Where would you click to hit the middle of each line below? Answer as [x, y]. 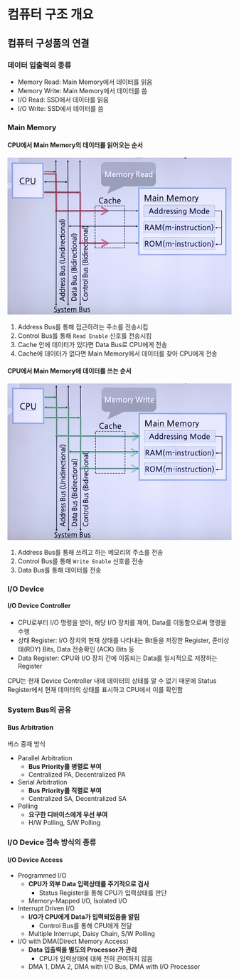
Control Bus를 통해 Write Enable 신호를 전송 [80, 561]
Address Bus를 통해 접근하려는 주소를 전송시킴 [83, 326]
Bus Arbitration [31, 727]
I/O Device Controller [39, 606]
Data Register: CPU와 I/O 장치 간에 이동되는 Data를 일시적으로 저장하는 [118, 658]
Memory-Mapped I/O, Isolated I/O [78, 901]
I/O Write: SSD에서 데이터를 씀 [61, 108]
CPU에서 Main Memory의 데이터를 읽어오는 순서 [75, 145]
